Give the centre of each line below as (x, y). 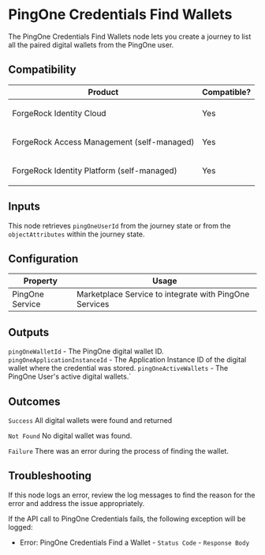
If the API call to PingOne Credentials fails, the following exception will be (127, 519)
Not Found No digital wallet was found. (70, 436)
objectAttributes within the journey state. (77, 234)
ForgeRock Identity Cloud (59, 113)
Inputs (24, 207)
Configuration (43, 259)
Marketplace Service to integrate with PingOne (163, 294)
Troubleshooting (50, 476)
